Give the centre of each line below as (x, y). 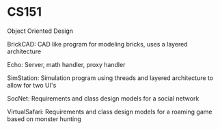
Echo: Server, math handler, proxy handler (66, 64)
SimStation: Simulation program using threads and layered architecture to (110, 78)
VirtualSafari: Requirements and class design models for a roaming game (110, 112)
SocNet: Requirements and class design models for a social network (103, 98)
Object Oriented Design (40, 31)
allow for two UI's (32, 85)
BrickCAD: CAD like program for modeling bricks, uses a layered (97, 44)
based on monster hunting (44, 119)
